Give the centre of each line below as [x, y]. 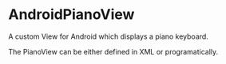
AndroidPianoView [71, 15]
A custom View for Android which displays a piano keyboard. [109, 36]
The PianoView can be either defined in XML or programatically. [113, 51]
